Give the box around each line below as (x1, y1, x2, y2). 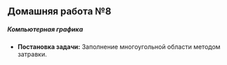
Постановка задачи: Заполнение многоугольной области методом (17, 43, 221, 51)
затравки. (17, 50, 47, 59)
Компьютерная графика (7, 24, 84, 34)
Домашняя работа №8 (7, 6, 112, 17)
